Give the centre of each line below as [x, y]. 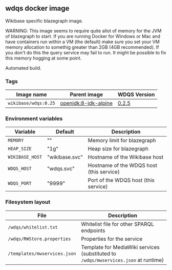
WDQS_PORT [20, 184]
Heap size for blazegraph [118, 149]
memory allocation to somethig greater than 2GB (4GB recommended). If [82, 47]
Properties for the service [112, 239]
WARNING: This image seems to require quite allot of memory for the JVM [83, 31]
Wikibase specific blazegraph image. [44, 21]
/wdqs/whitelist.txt [33, 227]
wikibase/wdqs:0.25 [31, 103]
